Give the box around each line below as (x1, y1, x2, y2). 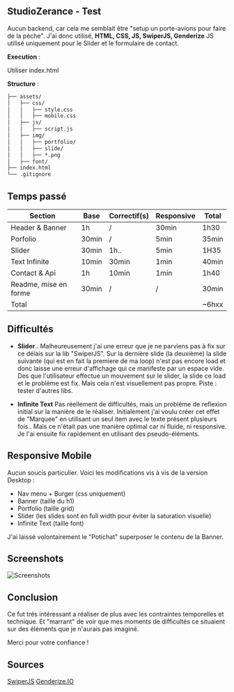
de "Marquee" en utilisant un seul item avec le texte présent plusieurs (17, 415, 217, 423)
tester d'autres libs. (17, 386, 73, 395)
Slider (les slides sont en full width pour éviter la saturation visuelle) (17, 511, 212, 520)
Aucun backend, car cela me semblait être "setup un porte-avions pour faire (7, 24, 226, 32)
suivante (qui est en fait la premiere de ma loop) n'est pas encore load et (17, 356, 226, 365)
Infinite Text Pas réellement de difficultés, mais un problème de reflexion (17, 399, 227, 408)
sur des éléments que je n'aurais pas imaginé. (7, 625, 139, 633)
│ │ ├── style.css (7, 106, 73, 113)
